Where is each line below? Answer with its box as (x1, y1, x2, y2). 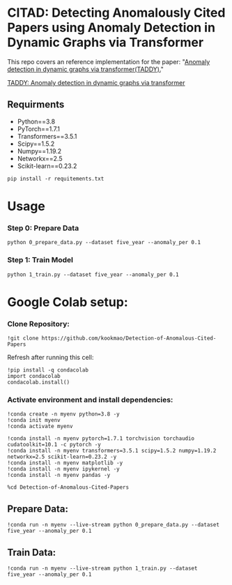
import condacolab (7, 373, 61, 380)
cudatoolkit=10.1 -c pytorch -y (7, 441, 101, 448)
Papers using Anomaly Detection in (7, 20, 216, 36)
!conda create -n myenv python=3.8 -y (7, 411, 120, 418)
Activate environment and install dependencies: (7, 395, 173, 404)
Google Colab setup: (7, 294, 129, 310)
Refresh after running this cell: (7, 354, 94, 362)
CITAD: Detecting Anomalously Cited (7, 5, 226, 21)
